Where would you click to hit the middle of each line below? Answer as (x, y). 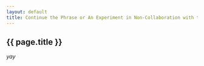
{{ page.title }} (34, 42)
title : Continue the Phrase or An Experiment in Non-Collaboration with (100, 18)
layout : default (27, 12)
